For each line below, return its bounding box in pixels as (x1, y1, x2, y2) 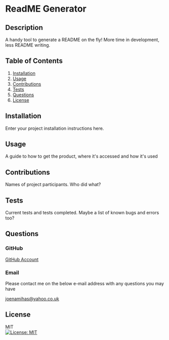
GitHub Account (5, 256, 39, 262)
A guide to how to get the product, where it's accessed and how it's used (5, 153, 158, 160)
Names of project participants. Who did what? (5, 181, 101, 187)
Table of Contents (5, 57, 63, 65)
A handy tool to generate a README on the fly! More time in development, (5, 36, 159, 43)
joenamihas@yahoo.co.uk (5, 296, 59, 302)
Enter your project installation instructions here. (5, 125, 104, 131)
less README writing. (5, 42, 51, 48)
